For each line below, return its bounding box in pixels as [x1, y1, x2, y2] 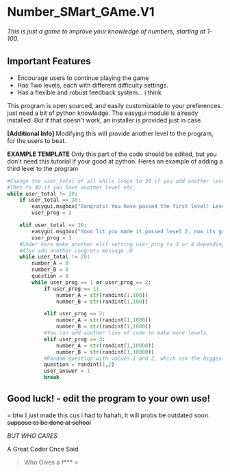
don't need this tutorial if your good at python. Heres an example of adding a [7, 157, 223, 165]
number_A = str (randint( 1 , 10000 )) [55, 342, 155, 349]
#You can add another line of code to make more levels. [43, 330, 210, 337]
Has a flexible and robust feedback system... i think [16, 88, 162, 96]
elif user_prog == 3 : [43, 336, 106, 343]
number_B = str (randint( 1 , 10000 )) [55, 348, 155, 356]
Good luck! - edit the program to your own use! [7, 393, 211, 404]
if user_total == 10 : [19, 196, 81, 204]
